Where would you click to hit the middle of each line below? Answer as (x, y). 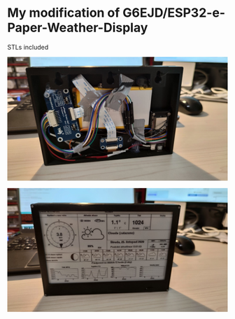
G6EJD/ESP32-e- (174, 13)
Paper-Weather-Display (78, 28)
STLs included (28, 47)
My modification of (64, 13)
